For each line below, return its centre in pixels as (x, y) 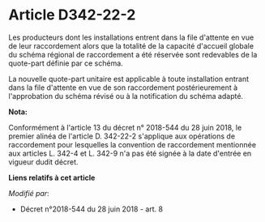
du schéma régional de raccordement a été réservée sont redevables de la (133, 54)
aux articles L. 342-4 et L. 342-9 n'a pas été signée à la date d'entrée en (130, 153)
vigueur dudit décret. (43, 162)
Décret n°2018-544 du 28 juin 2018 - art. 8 (92, 209)
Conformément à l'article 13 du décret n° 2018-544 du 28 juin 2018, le (125, 127)
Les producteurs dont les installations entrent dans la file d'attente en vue (131, 37)
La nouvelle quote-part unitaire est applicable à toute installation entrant (129, 79)
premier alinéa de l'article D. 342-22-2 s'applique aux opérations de (122, 136)
